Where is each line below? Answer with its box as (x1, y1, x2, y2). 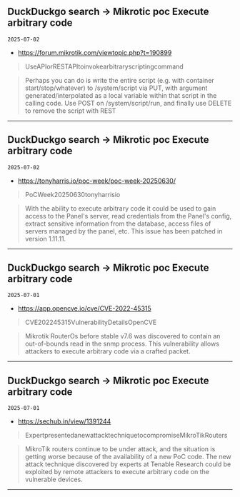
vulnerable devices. (24, 475, 84, 484)
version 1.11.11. (24, 234, 66, 243)
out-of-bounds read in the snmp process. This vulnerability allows (24, 339, 220, 348)
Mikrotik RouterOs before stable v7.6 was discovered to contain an (24, 332, 221, 341)
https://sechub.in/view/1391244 (17, 417, 111, 426)
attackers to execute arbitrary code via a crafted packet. (24, 347, 191, 356)
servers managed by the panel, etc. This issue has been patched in (24, 226, 223, 235)
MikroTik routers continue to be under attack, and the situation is (24, 445, 216, 453)
